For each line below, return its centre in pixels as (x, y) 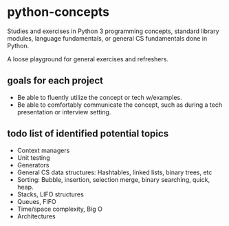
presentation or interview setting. (64, 112)
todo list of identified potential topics (88, 134)
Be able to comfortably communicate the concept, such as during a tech (119, 105)
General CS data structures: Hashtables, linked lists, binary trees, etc (115, 172)
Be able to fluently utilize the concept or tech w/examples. (99, 97)
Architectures (36, 216)
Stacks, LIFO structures (50, 194)
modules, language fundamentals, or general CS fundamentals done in (107, 38)
